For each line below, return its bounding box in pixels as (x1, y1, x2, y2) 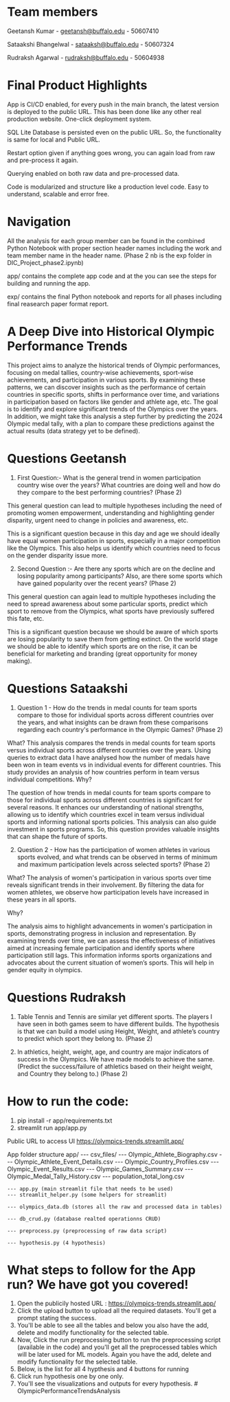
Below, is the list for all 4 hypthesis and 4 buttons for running (16, 1365, 189, 1373)
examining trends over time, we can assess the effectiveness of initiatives (7, 936, 216, 945)
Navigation (7, 214, 71, 230)
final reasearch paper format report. (7, 299, 109, 308)
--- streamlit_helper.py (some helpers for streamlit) (7, 1191, 168, 1198)
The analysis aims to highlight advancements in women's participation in (7, 921, 213, 930)
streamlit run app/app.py (16, 1123, 87, 1131)
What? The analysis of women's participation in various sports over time (7, 873, 211, 882)
